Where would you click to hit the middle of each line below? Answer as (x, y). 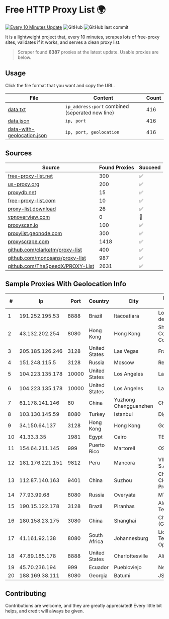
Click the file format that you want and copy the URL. (60, 85)
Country (99, 301)
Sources (19, 153)
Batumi (122, 576)
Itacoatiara (126, 316)
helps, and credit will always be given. (45, 611)
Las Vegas (126, 351)
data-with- (21, 129)
